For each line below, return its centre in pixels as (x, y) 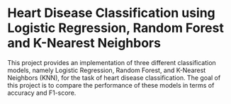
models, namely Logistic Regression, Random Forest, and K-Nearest (107, 70)
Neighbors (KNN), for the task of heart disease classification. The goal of (114, 77)
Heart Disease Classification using (112, 13)
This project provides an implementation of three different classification (112, 62)
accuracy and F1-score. (42, 93)
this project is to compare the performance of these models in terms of (111, 85)
